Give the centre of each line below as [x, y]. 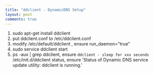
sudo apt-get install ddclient [41, 33]
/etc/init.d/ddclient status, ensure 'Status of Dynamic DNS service [80, 60]
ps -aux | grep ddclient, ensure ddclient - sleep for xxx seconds [80, 54]
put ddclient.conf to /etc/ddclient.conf [52, 38]
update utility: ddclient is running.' [47, 65]
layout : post [19, 14]
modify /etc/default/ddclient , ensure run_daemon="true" [71, 44]
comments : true [21, 19]
